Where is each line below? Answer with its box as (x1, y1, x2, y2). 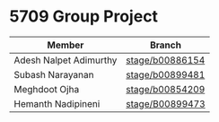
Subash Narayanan (13, 68, 94, 81)
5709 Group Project (9, 6, 159, 27)
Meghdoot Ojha (13, 83, 80, 95)
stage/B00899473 (125, 97, 206, 109)
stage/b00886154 (125, 54, 206, 66)
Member (47, 39, 84, 51)
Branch (149, 39, 182, 51)
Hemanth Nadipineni (13, 97, 101, 109)
